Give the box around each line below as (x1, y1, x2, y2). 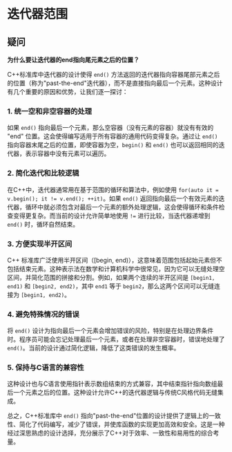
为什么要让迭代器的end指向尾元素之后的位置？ (7, 56, 139, 64)
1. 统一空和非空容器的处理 (7, 106, 92, 116)
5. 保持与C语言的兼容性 (7, 363, 84, 373)
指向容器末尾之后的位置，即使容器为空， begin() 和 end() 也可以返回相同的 (7, 141, 219, 149)
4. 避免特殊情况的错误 (7, 309, 79, 319)
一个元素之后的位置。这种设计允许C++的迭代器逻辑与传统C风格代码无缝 (12, 388, 217, 397)
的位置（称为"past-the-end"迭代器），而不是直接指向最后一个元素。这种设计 (7, 79, 223, 87)
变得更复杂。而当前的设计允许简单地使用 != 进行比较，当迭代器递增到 (12, 211, 211, 220)
